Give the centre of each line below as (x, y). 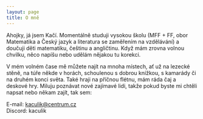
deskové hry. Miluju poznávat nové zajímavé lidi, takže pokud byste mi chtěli (102, 85)
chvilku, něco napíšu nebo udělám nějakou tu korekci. (74, 54)
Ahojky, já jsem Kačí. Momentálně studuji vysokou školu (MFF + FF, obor (97, 35)
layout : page (23, 12)
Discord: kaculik (26, 110)
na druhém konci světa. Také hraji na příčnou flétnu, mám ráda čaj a (91, 79)
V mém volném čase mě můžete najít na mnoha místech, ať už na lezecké (98, 66)
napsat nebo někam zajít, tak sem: (49, 92)
